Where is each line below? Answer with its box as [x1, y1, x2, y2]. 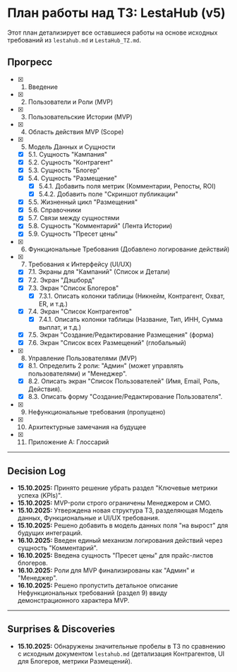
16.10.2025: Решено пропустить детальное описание [17, 581, 178, 589]
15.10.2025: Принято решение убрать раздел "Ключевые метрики [17, 484, 218, 492]
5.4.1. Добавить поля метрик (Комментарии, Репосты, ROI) [38, 182, 217, 190]
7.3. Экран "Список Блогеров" [28, 284, 119, 292]
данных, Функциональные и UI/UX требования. [17, 513, 160, 522]
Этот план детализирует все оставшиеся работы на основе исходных [7, 28, 218, 37]
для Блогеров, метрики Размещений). [17, 656, 133, 665]
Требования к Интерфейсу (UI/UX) [28, 260, 132, 269]
